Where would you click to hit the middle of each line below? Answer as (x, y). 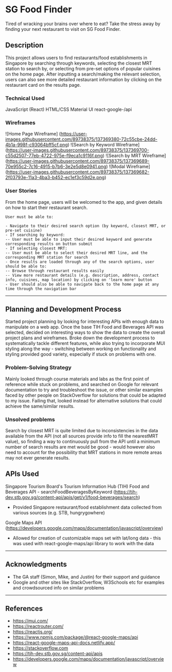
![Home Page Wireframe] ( (33, 134)
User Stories (21, 191)
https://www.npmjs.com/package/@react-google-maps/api (75, 637)
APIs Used (22, 474)
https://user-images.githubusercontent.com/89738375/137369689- (78, 161)
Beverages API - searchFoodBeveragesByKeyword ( (60, 492)
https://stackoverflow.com (40, 648)
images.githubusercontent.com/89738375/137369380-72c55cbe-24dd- (81, 139)
